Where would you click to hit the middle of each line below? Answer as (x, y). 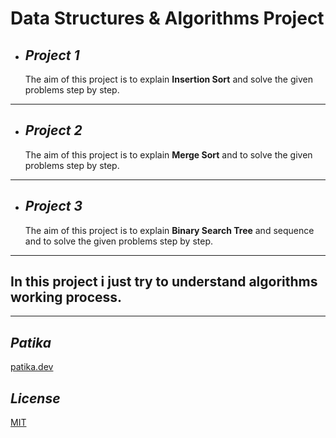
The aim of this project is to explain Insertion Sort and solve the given (168, 79)
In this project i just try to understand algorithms (164, 282)
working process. (66, 297)
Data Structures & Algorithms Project (167, 18)
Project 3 (53, 206)
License (35, 398)
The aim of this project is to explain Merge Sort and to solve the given (168, 154)
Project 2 (53, 130)
